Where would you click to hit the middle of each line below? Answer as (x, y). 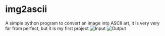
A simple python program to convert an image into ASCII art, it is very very (82, 23)
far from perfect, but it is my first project (47, 28)
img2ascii (26, 9)
